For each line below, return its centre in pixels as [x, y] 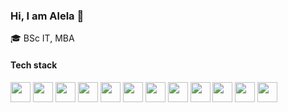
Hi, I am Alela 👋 [47, 16]
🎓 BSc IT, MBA [42, 38]
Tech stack [34, 65]
